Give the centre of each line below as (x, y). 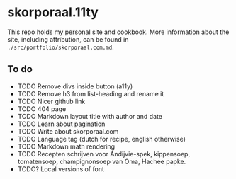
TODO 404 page (42, 109)
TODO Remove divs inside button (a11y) (75, 86)
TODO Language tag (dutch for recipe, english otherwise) (102, 139)
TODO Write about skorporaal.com (68, 131)
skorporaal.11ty (53, 12)
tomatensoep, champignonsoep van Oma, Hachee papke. (102, 161)
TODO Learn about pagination (61, 124)
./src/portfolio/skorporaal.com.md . (61, 47)
